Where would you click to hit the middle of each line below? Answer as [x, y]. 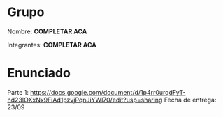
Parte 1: [18, 92]
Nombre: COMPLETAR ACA [47, 31]
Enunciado [39, 73]
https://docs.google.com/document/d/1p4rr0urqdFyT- [108, 92]
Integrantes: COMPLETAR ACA [52, 45]
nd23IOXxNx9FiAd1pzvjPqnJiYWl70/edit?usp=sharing [85, 100]
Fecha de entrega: [190, 100]
